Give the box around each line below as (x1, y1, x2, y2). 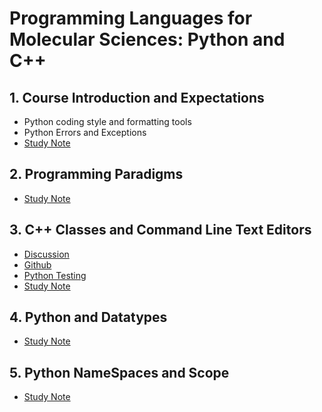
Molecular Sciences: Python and (9, 28, 286, 51)
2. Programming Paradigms (9, 166, 184, 183)
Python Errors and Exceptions (23, 127, 147, 138)
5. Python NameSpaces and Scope (9, 364, 230, 381)
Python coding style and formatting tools (23, 116, 192, 127)
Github (23, 258, 52, 271)
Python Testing (23, 269, 87, 281)
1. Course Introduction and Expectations (9, 89, 265, 106)
